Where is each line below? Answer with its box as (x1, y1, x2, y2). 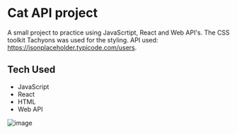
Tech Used (7, 63, 56, 75)
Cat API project (7, 5, 98, 21)
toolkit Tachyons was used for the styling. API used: (7, 35, 158, 44)
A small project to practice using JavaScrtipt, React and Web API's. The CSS (7, 28, 230, 37)
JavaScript (17, 83, 50, 91)
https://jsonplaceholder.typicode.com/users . (7, 43, 137, 51)
